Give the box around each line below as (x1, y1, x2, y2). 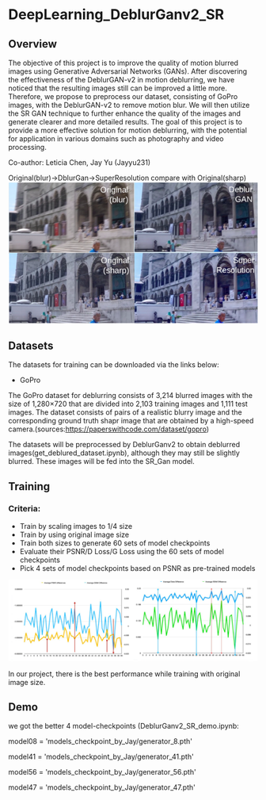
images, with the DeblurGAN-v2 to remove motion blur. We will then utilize (8, 101, 250, 109)
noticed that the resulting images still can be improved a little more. (8, 83, 228, 93)
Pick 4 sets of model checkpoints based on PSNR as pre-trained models (19, 563, 256, 572)
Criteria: (8, 503, 41, 515)
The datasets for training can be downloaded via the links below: (8, 360, 219, 369)
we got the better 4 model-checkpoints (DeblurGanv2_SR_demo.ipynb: (8, 722, 239, 731)
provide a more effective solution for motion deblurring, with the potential (8, 125, 248, 135)
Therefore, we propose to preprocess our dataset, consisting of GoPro (8, 92, 238, 101)
